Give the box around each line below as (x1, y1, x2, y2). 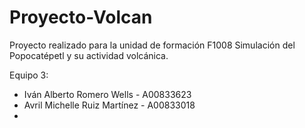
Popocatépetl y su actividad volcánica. (9, 49, 169, 61)
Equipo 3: (9, 69, 49, 81)
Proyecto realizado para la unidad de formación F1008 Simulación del (9, 39, 296, 51)
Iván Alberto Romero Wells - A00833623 (23, 88, 192, 100)
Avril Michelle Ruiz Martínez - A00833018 (23, 99, 196, 111)
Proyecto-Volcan (9, 6, 153, 29)
